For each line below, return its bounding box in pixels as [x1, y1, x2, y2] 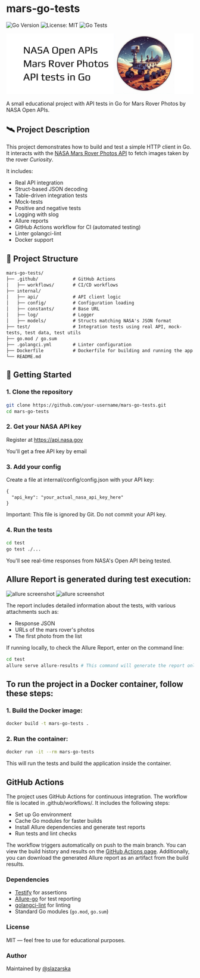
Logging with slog [14, 211, 59, 218]
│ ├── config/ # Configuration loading [6, 300, 135, 306]
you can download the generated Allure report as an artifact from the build [6, 854, 189, 862]
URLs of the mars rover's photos [14, 626, 95, 633]
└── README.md [6, 353, 42, 359]
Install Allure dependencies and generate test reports [14, 823, 146, 831]
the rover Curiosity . [6, 156, 54, 163]
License [6, 923, 30, 931]
